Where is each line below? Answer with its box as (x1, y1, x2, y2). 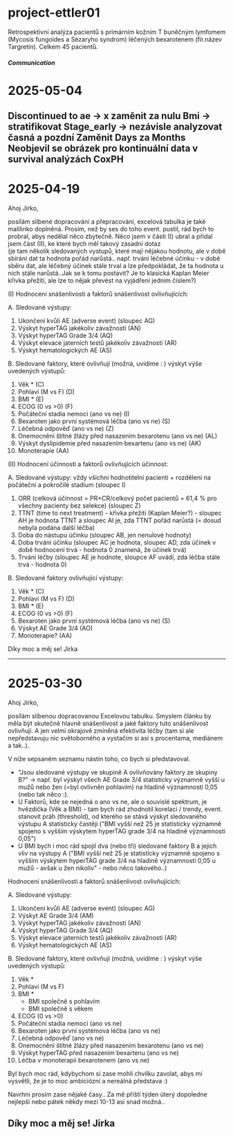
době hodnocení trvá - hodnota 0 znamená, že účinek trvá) (17, 546, 187, 554)
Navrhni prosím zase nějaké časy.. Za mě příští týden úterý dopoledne (8, 1090, 208, 1099)
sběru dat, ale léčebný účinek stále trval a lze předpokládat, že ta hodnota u (8, 262, 224, 270)
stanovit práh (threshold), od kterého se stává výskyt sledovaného (17, 812, 207, 820)
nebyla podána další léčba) (17, 524, 95, 532)
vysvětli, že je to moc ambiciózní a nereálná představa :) (8, 1076, 168, 1085)
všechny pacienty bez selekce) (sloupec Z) (17, 502, 141, 510)
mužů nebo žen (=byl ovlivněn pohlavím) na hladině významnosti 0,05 (17, 783, 218, 791)
